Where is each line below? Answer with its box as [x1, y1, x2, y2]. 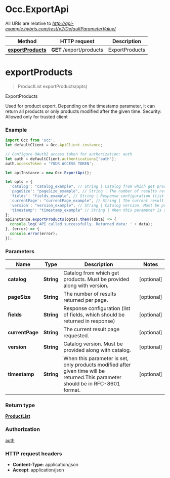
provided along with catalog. [63, 347, 132, 354]
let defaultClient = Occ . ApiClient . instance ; [5, 143, 103, 148]
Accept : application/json [12, 467, 64, 473]
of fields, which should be [63, 311, 125, 318]
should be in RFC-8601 [63, 380, 120, 387]
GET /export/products [51, 46, 104, 53]
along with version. [63, 282, 109, 289]
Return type [5, 402, 35, 409]
